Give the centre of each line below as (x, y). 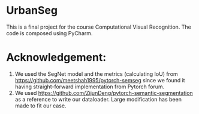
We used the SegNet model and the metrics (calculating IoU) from (96, 74)
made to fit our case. (40, 106)
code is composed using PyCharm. (49, 33)
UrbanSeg (32, 10)
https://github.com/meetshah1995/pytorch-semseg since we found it (100, 80)
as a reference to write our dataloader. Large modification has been (98, 99)
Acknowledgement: (56, 58)
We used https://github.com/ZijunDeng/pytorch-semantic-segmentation (104, 93)
